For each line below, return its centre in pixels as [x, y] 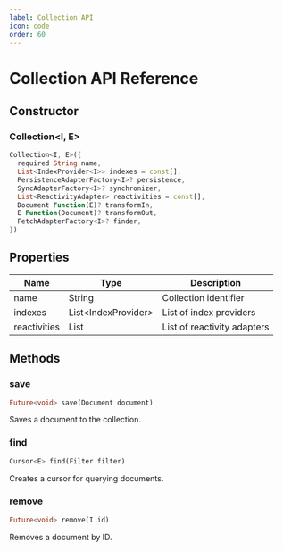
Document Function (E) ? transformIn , [85, 205]
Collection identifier [203, 297]
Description [216, 282]
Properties [39, 258]
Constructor [44, 111]
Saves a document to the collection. [75, 420]
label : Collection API [51, 17]
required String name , [59, 163]
